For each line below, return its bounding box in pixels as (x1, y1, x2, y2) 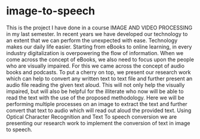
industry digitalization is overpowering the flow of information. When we (6, 49, 184, 56)
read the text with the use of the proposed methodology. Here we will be (6, 94, 184, 101)
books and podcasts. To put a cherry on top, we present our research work (6, 68, 191, 75)
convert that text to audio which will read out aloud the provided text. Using (6, 107, 192, 114)
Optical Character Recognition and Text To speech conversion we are (6, 113, 177, 120)
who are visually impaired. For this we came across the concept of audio (6, 62, 185, 69)
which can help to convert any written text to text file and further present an (6, 75, 193, 82)
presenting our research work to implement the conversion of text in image (6, 119, 190, 126)
